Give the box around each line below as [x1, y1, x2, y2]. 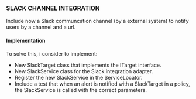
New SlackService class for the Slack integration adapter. [14, 67, 153, 74]
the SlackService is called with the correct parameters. [14, 86, 147, 93]
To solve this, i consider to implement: [6, 50, 98, 57]
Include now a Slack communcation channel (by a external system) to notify [6, 18, 189, 25]
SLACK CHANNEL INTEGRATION [6, 4, 101, 12]
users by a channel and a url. [6, 23, 76, 30]
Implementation [6, 37, 46, 44]
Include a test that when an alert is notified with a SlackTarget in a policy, [14, 80, 190, 87]
